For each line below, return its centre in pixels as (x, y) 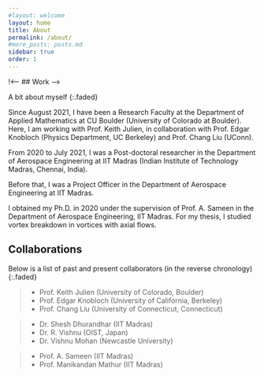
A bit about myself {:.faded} (53, 97)
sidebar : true (32, 52)
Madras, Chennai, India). (48, 169)
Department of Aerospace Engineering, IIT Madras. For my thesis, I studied (130, 216)
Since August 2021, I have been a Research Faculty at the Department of (126, 112)
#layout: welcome (37, 15)
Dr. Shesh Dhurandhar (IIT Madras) (96, 324)
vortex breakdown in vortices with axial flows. (82, 224)
